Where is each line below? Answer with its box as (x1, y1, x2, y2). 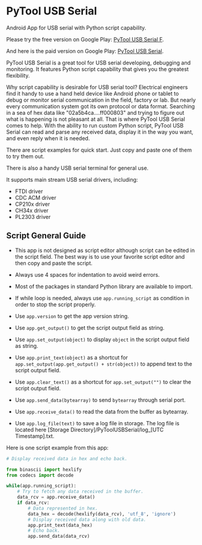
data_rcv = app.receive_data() (17, 494, 96, 500)
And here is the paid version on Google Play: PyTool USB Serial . (6, 47, 164, 55)
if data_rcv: (17, 500, 50, 506)
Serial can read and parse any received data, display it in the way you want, (6, 128, 194, 135)
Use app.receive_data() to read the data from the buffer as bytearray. (14, 408, 189, 415)
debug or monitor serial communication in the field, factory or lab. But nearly (6, 96, 196, 103)
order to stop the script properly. (14, 301, 96, 308)
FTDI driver (14, 188, 43, 195)
